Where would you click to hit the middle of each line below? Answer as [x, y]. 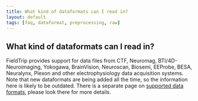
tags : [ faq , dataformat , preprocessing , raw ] [63, 22]
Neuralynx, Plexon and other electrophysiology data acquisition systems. [95, 73]
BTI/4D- [168, 61]
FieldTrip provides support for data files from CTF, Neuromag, [82, 61]
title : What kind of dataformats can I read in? [67, 12]
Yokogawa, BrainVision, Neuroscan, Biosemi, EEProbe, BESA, [118, 67]
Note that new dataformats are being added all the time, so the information [97, 80]
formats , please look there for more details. [59, 92]
